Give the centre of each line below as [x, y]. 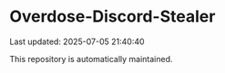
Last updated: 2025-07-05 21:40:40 [77, 41]
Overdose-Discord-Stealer [112, 17]
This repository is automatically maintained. [91, 59]
